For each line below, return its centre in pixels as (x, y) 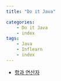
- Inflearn (30, 50)
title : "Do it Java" (31, 11)
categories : (20, 22)
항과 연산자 (27, 72)
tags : (12, 39)
